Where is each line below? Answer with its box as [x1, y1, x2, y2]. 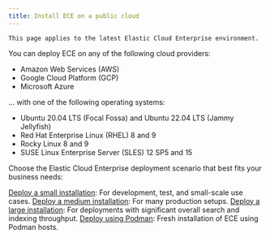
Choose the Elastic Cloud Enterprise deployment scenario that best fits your [8, 163, 262, 173]
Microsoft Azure [19, 81, 75, 91]
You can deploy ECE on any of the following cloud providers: [8, 48, 211, 58]
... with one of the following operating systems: [8, 97, 165, 106]
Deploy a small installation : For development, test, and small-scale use [8, 188, 243, 197]
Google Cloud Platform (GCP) [19, 72, 119, 82]
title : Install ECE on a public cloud [8, 11, 139, 20]
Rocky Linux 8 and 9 [19, 139, 89, 149]
